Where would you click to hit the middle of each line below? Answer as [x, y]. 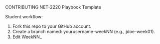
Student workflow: [24, 17]
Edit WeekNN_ [27, 37]
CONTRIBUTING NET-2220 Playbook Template [53, 7]
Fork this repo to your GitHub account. [52, 26]
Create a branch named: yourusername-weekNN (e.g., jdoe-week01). [84, 31]
